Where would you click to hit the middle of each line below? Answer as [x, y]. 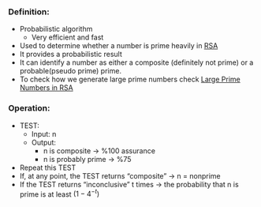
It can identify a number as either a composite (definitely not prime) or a [136, 62]
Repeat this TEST [48, 167]
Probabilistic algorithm [56, 29]
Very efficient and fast [67, 37]
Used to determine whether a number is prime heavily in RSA [119, 46]
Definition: [29, 12]
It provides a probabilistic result [71, 55]
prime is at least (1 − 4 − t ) [60, 194]
